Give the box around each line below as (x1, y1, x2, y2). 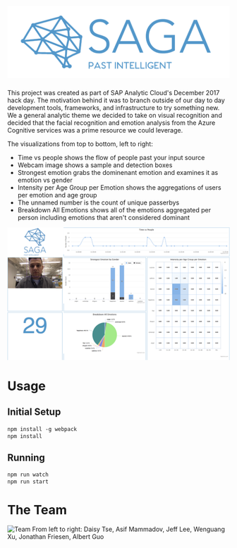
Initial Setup (7, 406, 61, 418)
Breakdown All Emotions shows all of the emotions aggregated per (17, 206, 212, 214)
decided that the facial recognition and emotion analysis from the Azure (7, 118, 216, 127)
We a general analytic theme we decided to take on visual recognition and (7, 111, 222, 120)
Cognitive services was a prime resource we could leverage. (7, 126, 183, 135)
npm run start (7, 478, 49, 485)
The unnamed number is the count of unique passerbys (17, 198, 180, 207)
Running (7, 451, 46, 463)
